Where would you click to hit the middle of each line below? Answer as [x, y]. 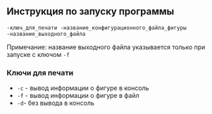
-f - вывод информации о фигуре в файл [78, 96]
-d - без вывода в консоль [55, 103]
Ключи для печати [40, 72]
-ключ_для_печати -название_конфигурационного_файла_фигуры [97, 27]
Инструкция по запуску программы [91, 12]
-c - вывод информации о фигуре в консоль [83, 88]
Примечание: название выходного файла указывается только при [106, 47]
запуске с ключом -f [38, 54]
